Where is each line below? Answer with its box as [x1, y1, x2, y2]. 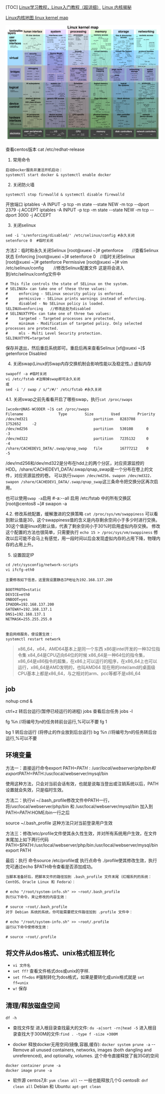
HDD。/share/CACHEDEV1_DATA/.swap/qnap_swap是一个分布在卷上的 [5, 466, 149, 472]
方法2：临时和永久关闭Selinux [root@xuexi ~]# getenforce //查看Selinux [5, 248, 159, 253]
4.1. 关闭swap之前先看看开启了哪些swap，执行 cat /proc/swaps [5, 396, 133, 402]
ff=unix [12, 981, 28, 986]
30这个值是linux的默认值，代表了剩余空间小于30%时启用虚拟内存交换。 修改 [5, 523, 161, 529]
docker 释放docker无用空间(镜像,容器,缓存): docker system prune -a [12, 1041, 151, 1047]
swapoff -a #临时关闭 [5, 371, 47, 376]
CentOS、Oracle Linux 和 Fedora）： [5, 879, 76, 884]
